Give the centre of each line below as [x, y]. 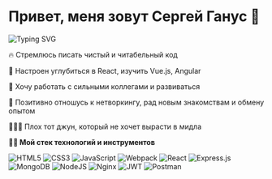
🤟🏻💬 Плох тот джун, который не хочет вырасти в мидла [105, 126]
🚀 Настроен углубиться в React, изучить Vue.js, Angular [105, 70]
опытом [22, 111]
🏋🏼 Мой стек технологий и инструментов [82, 142]
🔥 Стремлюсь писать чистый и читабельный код [93, 54]
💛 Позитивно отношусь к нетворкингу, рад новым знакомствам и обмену [136, 102]
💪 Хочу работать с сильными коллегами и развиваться [104, 86]
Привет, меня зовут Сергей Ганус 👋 [134, 17]
